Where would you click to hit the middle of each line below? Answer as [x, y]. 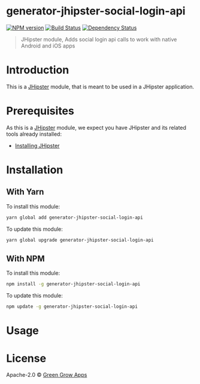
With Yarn [25, 192]
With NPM [25, 259]
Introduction [38, 70]
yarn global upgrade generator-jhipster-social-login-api [80, 240]
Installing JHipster [37, 145]
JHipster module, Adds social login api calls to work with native [99, 39]
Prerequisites [40, 111]
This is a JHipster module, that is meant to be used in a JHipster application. [100, 87]
